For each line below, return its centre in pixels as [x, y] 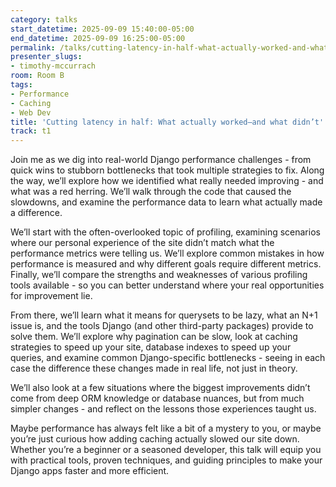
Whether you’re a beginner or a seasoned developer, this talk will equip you [166, 450]
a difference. [36, 213]
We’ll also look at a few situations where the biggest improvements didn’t [160, 388]
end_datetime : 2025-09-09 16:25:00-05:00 [98, 38]
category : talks [44, 19]
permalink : [33, 47]
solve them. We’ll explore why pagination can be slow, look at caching [154, 337]
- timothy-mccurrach [53, 66]
